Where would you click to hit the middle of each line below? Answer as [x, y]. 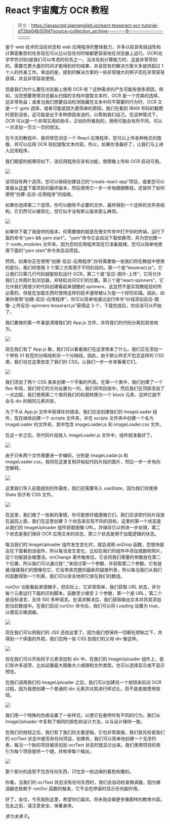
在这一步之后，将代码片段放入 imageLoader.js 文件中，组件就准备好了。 [80, 435]
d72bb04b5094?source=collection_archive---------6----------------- [90, 31]
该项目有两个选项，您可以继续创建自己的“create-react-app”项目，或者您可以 [85, 181]
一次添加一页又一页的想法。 [34, 127]
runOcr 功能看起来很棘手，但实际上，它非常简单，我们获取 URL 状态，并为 [83, 587]
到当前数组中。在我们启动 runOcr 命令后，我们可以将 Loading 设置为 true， [83, 605]
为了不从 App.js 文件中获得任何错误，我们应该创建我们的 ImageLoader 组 [81, 411]
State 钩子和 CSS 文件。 [30, 494]
